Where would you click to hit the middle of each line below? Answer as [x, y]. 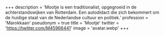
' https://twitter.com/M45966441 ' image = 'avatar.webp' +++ [67, 28]
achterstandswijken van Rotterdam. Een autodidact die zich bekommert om [82, 12]
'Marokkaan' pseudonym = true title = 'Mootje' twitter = [62, 23]
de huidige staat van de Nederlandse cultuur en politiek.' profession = [77, 18]
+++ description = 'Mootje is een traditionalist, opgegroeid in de [71, 7]
